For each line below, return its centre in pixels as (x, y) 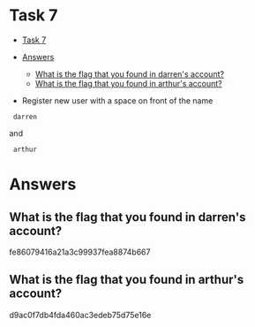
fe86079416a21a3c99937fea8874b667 (80, 252)
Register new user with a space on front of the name (117, 100)
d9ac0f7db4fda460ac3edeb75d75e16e (80, 315)
